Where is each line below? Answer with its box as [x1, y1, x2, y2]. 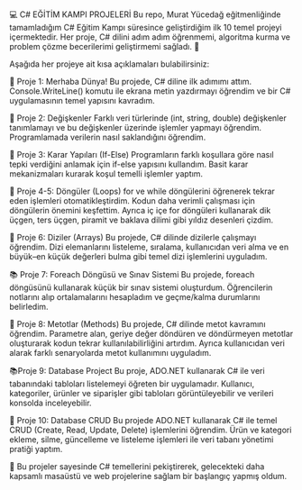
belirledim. [9, 302, 49, 312]
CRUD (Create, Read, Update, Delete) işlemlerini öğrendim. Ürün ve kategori [9, 424, 292, 435]
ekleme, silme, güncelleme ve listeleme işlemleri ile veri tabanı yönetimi [9, 434, 274, 445]
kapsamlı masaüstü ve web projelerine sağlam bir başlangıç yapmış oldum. [9, 471, 288, 481]
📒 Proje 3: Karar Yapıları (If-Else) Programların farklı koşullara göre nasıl [9, 150, 274, 159]
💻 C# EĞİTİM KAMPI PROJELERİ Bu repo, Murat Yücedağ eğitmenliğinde [9, 9, 281, 20]
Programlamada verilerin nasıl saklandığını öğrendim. [9, 132, 206, 142]
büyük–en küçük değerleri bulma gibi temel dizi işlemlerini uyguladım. [9, 251, 268, 261]
